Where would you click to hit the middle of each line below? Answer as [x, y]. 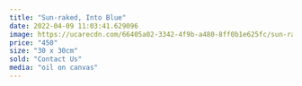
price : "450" [34, 43]
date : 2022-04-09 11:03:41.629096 [74, 26]
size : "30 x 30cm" [44, 51]
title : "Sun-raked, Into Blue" [68, 17]
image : [22, 34]
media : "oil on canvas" [54, 68]
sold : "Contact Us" [46, 59]
